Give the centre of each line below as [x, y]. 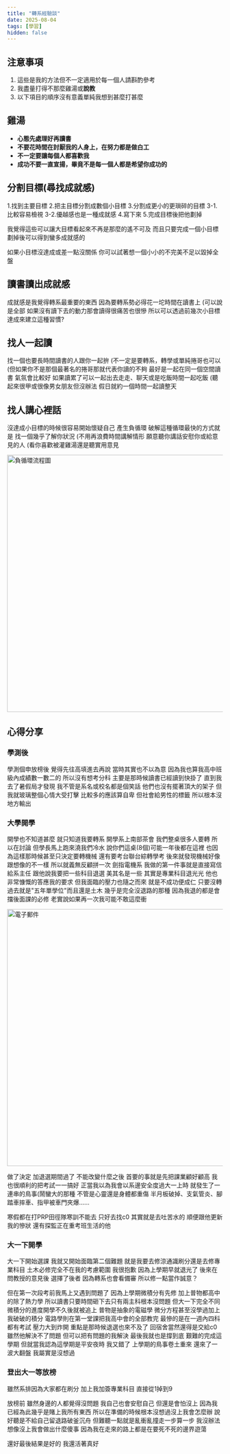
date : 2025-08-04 [32, 20]
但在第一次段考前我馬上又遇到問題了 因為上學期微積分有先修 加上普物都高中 [114, 1293]
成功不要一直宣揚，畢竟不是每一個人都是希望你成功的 [92, 164]
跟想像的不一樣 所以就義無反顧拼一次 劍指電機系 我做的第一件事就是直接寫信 [115, 865]
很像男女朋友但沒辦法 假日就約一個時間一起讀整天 [106, 386]
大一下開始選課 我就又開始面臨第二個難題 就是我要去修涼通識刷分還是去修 [111, 1261]
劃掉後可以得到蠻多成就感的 [46, 237]
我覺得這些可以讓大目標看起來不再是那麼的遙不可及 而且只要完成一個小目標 [113, 229]
